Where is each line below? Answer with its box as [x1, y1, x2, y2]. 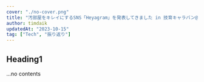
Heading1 [6, 54, 42, 64]
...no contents [6, 70, 41, 77]
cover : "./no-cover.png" [6, 9, 69, 15]
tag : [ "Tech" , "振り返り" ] [6, 32, 71, 38]
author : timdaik [6, 20, 47, 26]
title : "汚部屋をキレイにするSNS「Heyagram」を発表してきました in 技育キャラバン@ [6, 15, 199, 21]
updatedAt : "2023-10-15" [6, 26, 69, 32]
